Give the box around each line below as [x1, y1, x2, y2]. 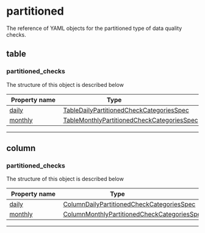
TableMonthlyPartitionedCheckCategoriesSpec [63, 116, 198, 124]
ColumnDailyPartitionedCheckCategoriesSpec [63, 200, 196, 209]
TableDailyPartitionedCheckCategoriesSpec [63, 106, 189, 114]
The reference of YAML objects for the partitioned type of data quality [6, 24, 182, 32]
